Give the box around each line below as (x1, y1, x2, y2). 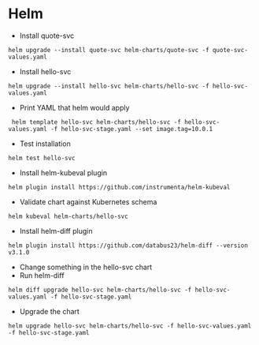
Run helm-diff (19, 270, 65, 280)
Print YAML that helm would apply (19, 103, 130, 112)
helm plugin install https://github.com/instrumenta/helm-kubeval (8, 183, 231, 191)
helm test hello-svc (8, 154, 76, 162)
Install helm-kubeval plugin (19, 167, 108, 178)
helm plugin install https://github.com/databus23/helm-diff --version (8, 242, 248, 249)
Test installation (19, 139, 71, 148)
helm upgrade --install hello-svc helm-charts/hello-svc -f (8, 82, 210, 90)
